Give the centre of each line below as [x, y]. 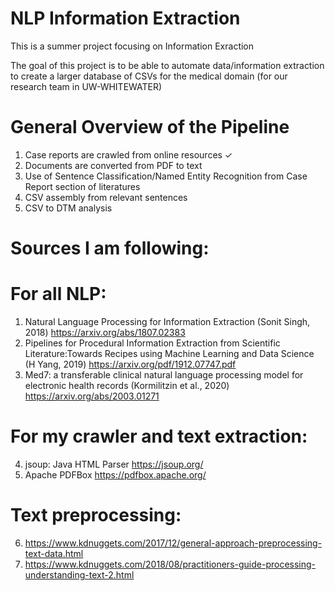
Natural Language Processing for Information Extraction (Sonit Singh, [167, 321]
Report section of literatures [82, 186]
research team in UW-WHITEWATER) [86, 86]
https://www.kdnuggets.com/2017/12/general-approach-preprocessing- [173, 543]
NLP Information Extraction [125, 18]
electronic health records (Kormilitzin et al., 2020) [127, 385]
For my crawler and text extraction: [159, 436]
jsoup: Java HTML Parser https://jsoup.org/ [114, 464]
